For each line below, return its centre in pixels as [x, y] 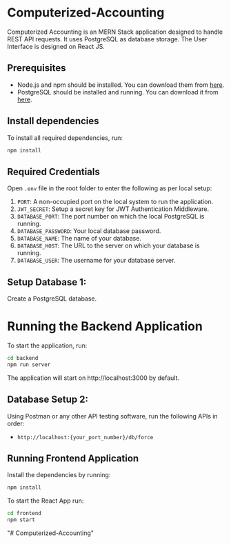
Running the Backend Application [105, 326]
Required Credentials [53, 171]
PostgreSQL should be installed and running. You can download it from [118, 92]
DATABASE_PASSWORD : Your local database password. [89, 231]
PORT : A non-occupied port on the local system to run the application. [115, 202]
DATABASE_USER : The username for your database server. [96, 261]
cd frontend [24, 514]
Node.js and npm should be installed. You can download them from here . [121, 85]
